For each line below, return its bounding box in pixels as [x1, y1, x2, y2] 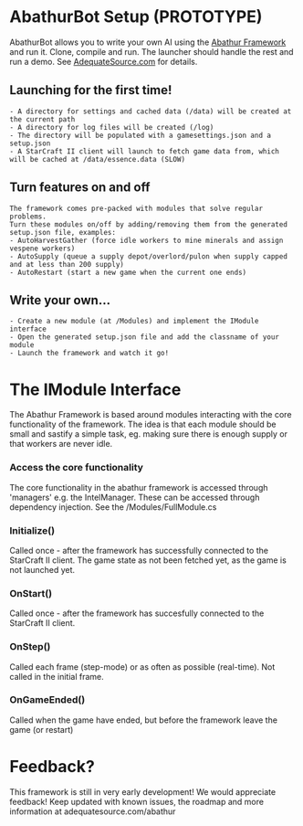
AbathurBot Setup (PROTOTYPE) [9, 6, 263, 27]
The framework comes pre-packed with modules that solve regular [9, 204, 263, 213]
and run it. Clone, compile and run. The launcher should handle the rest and [9, 46, 294, 57]
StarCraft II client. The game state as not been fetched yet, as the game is [9, 555, 287, 566]
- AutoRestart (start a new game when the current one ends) [9, 268, 247, 277]
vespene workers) [9, 244, 76, 253]
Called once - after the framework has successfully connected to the [9, 545, 269, 556]
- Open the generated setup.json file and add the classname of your [9, 333, 280, 342]
